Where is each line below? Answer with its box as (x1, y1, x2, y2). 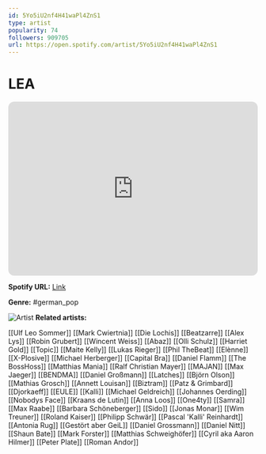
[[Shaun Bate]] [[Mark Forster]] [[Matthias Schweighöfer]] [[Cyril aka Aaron (8, 429, 254, 439)
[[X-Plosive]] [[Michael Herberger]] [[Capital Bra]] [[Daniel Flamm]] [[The (8, 354, 247, 363)
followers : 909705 (8, 33, 69, 42)
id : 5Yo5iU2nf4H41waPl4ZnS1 (8, 11, 101, 20)
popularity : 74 (8, 26, 59, 34)
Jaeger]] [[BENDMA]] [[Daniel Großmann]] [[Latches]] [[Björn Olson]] (8, 370, 235, 380)
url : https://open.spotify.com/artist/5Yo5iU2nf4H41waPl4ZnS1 (8, 41, 218, 49)
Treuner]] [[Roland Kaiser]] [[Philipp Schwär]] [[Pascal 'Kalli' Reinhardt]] (8, 412, 244, 422)
